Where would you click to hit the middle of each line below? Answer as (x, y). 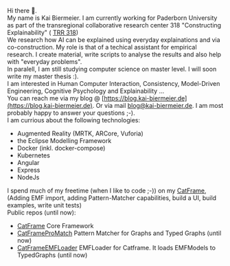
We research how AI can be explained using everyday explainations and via (114, 40)
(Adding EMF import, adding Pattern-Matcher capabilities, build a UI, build (112, 198)
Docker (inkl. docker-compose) (61, 148)
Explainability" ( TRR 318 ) (43, 32)
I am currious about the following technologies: (74, 120)
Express (28, 170)
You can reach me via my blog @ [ (56, 98)
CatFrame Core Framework (55, 226)
